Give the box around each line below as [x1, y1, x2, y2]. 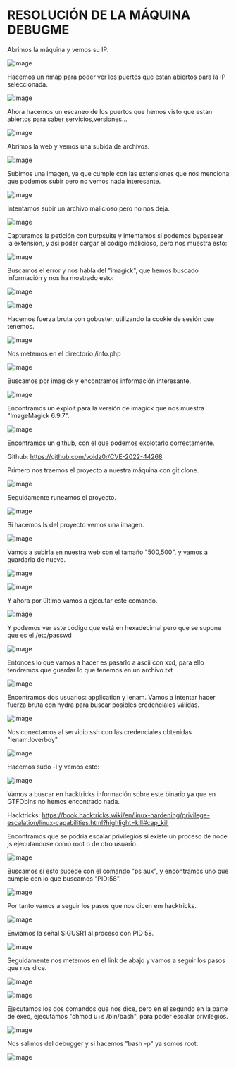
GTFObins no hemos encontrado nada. [7, 797, 120, 805]
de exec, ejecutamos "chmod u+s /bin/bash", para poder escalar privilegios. [7, 1012, 228, 1020]
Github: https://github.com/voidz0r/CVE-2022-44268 [7, 452, 163, 460]
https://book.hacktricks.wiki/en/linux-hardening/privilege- [42, 810, 210, 819]
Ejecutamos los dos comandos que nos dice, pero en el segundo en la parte [7, 1004, 228, 1013]
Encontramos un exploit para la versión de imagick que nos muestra [7, 403, 205, 412]
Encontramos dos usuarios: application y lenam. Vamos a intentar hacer [7, 693, 216, 701]
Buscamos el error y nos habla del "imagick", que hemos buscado [7, 266, 199, 275]
